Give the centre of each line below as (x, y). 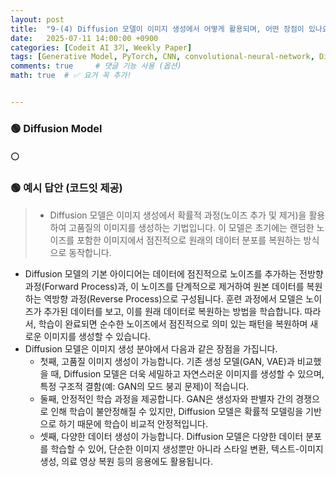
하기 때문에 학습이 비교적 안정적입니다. (133, 423)
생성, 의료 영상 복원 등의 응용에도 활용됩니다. (126, 461)
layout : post (37, 19)
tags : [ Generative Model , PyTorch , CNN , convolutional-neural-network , (162, 57)
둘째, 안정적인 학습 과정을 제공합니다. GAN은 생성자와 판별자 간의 (166, 398)
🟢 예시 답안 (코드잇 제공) (66, 188)
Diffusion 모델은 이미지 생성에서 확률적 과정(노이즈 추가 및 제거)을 (178, 215)
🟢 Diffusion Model (56, 128)
